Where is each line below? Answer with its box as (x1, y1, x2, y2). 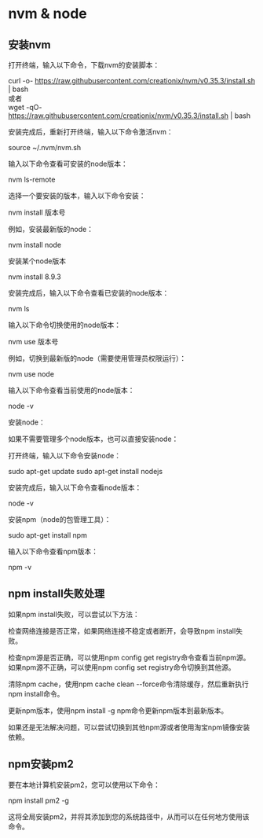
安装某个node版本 (8, 256, 67, 266)
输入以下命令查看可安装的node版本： (8, 159, 128, 168)
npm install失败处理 (8, 587, 105, 601)
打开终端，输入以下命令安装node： (8, 451, 122, 460)
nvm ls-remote (8, 175, 56, 184)
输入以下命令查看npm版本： (8, 547, 99, 556)
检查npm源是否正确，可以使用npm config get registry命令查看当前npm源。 (8, 652, 250, 662)
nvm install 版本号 (8, 208, 66, 217)
